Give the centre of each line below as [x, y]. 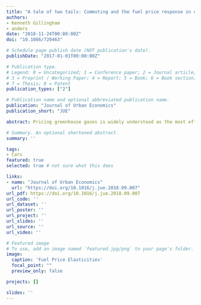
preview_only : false [37, 271]
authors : [17, 17]
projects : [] [22, 282]
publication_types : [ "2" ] [38, 89]
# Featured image [28, 243]
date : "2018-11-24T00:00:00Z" [44, 34]
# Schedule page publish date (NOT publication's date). [79, 51]
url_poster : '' [25, 210]
